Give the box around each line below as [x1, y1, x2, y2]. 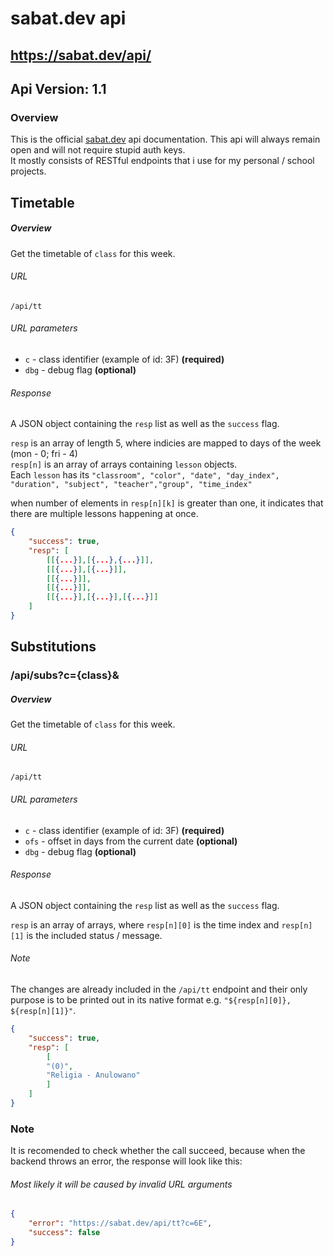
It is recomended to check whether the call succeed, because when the [10, 1145, 306, 1157]
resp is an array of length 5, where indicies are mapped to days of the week [10, 437, 322, 449]
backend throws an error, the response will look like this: [10, 1155, 243, 1167]
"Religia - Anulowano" [46, 1070, 141, 1081]
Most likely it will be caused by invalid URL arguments [10, 1178, 233, 1190]
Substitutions [10, 638, 97, 656]
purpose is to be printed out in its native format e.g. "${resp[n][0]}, [10, 994, 292, 1006]
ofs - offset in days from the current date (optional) [24, 835, 238, 847]
